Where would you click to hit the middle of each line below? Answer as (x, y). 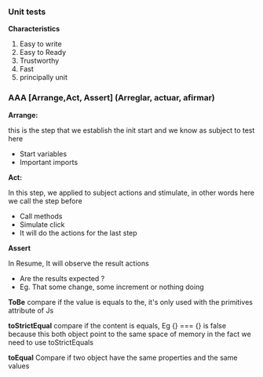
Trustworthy (39, 60)
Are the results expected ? (62, 278)
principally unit (44, 78)
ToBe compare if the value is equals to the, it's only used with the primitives (131, 302)
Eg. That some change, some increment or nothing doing (111, 287)
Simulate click (42, 224)
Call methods (41, 216)
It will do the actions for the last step (78, 232)
